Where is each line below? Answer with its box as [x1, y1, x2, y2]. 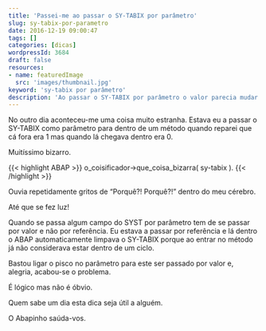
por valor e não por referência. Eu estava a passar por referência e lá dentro [8, 227, 257, 236]
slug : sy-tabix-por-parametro [8, 19, 109, 27]
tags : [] [8, 33, 37, 42]
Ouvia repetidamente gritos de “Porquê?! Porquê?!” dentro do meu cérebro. [8, 187, 256, 196]
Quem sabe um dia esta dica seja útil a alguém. [8, 298, 163, 308]
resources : [8, 64, 45, 72]
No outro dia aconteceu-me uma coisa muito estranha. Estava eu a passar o [8, 115, 257, 124]
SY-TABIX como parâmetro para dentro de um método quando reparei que [8, 124, 252, 133]
